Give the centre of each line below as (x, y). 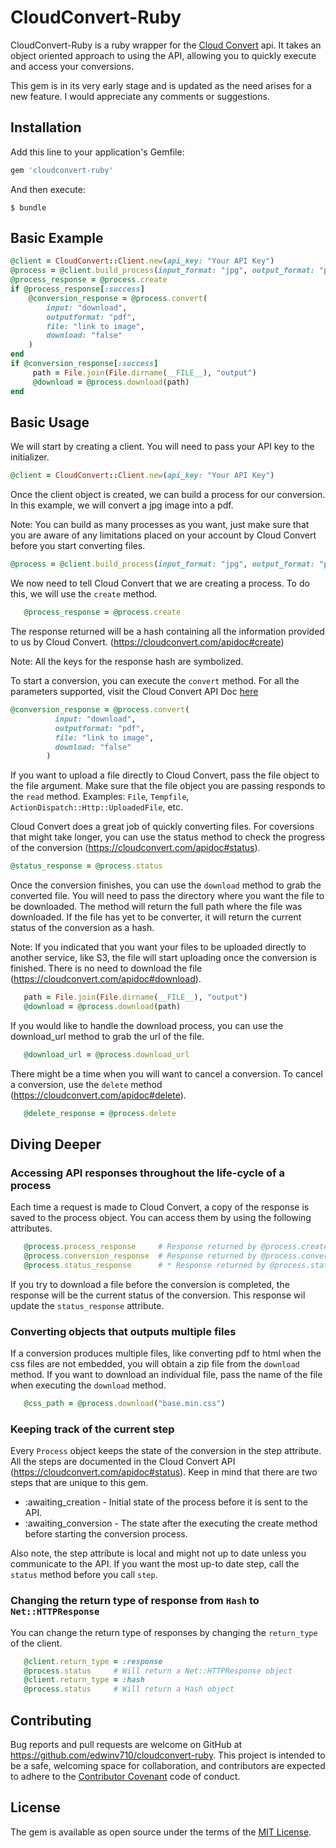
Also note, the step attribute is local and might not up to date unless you (158, 1553)
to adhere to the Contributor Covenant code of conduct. (125, 1777)
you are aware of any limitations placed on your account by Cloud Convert (163, 535)
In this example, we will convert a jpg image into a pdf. (122, 505)
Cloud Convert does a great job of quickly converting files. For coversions (162, 827)
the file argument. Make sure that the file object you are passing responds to (168, 786)
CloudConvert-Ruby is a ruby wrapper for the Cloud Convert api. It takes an (166, 45)
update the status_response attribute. (87, 1305)
